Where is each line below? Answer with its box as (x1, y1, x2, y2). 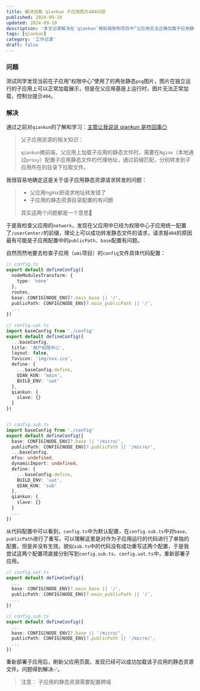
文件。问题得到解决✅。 (6, 666, 63, 673)
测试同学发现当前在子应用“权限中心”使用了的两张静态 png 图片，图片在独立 (6, 78, 186, 85)
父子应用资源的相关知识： (20, 136, 84, 143)
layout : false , (11, 350, 49, 356)
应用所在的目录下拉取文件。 (20, 164, 89, 171)
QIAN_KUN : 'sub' (17, 483, 58, 489)
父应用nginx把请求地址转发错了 (29, 189, 106, 196)
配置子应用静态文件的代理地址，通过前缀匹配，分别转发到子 (44, 156, 191, 164)
